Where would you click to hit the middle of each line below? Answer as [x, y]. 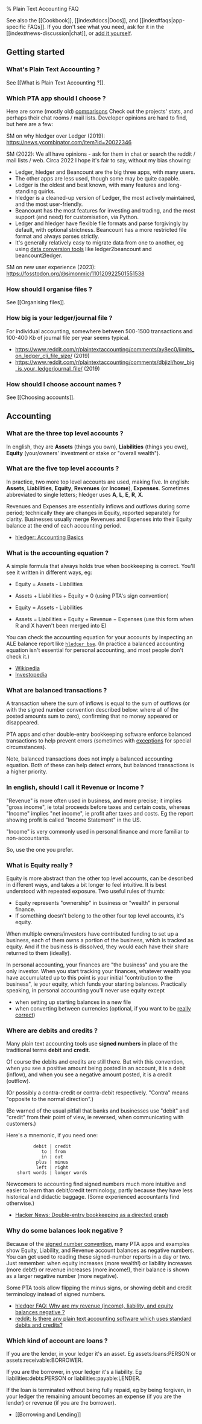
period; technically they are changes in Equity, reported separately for [93, 512]
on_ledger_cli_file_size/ [44, 356]
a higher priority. [27, 771]
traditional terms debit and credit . [48, 1050]
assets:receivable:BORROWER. [45, 1360]
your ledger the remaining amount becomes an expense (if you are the [94, 1396]
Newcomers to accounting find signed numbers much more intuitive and [96, 1184]
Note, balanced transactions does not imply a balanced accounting [90, 759]
